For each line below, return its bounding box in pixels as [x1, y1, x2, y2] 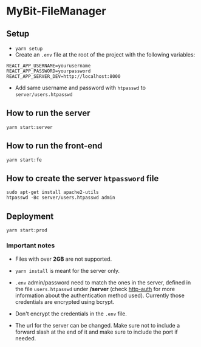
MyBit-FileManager [6, 4, 106, 18]
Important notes [6, 241, 55, 250]
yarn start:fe [6, 157, 43, 163]
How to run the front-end [6, 141, 103, 151]
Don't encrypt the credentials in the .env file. [15, 310, 128, 317]
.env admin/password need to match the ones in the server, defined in [15, 278, 191, 286]
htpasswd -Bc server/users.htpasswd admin [6, 194, 115, 201]
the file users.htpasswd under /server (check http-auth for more [15, 285, 175, 292]
